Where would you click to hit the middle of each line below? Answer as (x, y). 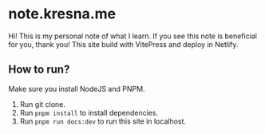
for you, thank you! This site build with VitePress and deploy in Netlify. (123, 44)
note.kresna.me (62, 14)
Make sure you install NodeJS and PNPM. (77, 89)
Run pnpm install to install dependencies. (89, 112)
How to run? (39, 70)
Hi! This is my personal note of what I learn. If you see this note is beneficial (133, 36)
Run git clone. (43, 104)
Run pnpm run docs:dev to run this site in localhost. (103, 121)
